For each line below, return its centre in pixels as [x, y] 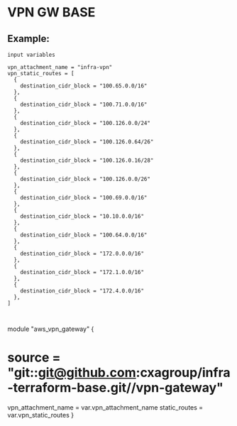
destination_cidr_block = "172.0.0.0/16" [82, 253]
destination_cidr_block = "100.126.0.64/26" [87, 142]
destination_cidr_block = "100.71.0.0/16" [84, 104]
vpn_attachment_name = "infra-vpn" [60, 67]
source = [34, 357]
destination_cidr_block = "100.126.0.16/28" [87, 160]
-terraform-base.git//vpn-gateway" [115, 388]
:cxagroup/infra [183, 373]
